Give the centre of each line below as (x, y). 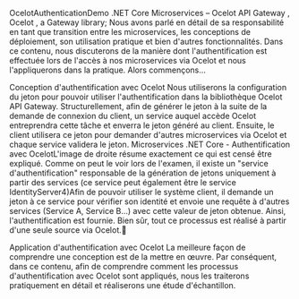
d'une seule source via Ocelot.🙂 (68, 230)
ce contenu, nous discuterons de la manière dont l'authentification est (138, 51)
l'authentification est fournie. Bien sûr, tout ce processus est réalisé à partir (148, 220)
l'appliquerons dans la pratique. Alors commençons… (107, 70)
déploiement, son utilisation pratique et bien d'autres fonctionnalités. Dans (146, 41)
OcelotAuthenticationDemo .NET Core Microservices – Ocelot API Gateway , (149, 13)
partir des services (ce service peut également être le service (123, 182)
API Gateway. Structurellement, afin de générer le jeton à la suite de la (138, 106)
